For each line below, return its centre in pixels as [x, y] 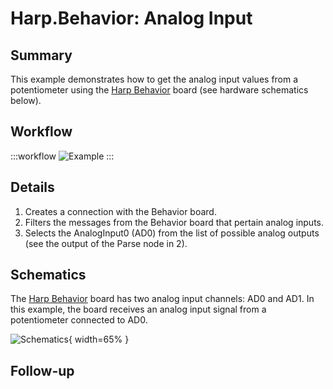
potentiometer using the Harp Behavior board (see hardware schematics [159, 90]
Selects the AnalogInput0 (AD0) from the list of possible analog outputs [172, 233]
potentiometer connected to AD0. [79, 320]
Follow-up [42, 370]
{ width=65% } [99, 339]
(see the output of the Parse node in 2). [106, 243]
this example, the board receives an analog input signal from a [138, 309]
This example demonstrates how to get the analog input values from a [154, 79]
